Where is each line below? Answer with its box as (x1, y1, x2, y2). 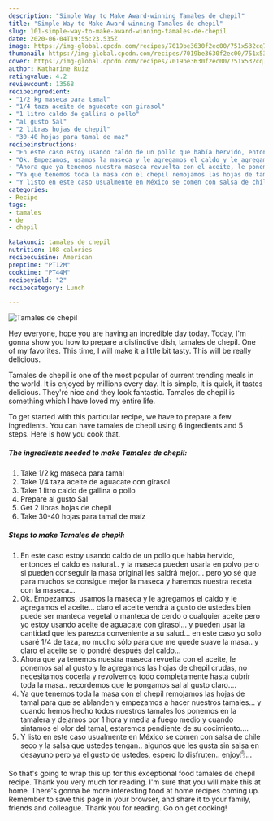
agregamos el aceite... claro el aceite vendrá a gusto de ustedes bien (19, 602, 252, 612)
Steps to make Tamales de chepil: (8, 530, 125, 540)
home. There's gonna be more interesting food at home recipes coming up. (8, 786, 260, 796)
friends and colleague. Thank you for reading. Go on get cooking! (8, 803, 227, 813)
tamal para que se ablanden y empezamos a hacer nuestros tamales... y (19, 697, 262, 707)
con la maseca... (19, 585, 76, 595)
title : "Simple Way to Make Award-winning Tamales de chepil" (8, 20, 223, 28)
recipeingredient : (8, 87, 71, 96)
